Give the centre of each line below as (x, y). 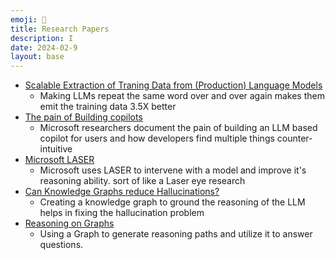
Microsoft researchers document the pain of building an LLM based (178, 128)
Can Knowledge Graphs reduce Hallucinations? (122, 192)
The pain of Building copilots (83, 117)
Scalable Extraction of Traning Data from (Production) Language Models (173, 85)
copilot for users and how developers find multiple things (157, 138)
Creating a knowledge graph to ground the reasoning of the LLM (172, 202)
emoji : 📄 (28, 19)
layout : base (37, 57)
